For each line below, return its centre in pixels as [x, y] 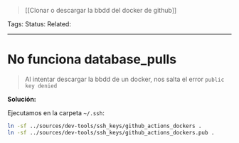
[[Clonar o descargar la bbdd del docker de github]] [101, 10]
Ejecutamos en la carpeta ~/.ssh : [56, 112]
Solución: [22, 99]
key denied [41, 86]
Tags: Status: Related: [39, 24]
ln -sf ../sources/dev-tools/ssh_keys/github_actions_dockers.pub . [111, 132]
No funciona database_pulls [92, 59]
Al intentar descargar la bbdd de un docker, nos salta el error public [124, 79]
